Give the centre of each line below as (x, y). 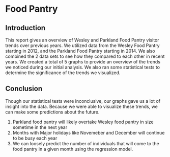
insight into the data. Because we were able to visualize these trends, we (81, 106)
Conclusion (24, 89)
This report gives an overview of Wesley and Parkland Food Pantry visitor (82, 40)
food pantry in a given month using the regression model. (73, 149)
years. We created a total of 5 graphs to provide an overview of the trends (83, 62)
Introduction (25, 28)
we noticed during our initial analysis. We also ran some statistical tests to (83, 67)
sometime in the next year (40, 127)
